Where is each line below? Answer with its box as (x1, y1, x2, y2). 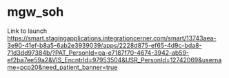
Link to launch (7, 27, 48, 35)
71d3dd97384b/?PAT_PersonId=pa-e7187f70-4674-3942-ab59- (7, 49, 190, 57)
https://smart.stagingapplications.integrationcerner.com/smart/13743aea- (7, 34, 217, 42)
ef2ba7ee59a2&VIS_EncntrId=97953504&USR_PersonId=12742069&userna (7, 55, 222, 64)
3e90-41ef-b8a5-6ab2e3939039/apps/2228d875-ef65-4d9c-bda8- (7, 41, 202, 49)
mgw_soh (7, 4, 64, 20)
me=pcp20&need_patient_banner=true (7, 63, 118, 71)
